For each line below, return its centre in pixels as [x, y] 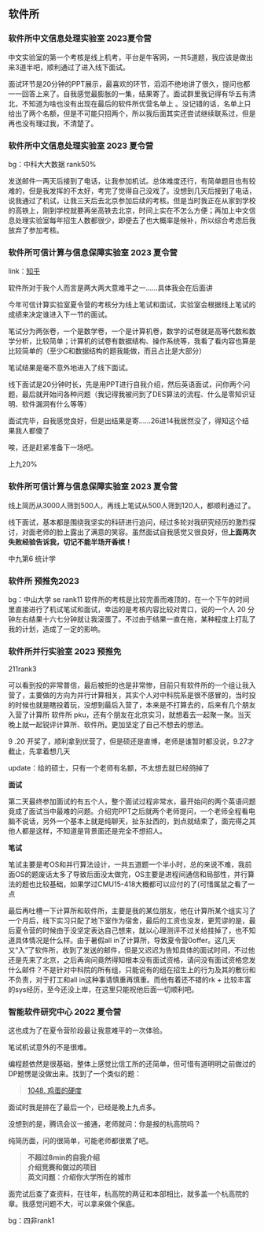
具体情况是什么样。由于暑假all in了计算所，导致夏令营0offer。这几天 [125, 941]
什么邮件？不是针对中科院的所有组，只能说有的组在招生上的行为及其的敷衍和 [132, 970]
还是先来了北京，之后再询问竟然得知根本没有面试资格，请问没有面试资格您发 [132, 960]
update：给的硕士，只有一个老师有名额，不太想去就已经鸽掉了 [109, 768]
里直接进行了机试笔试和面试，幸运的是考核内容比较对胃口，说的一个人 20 [127, 609]
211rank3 [22, 669]
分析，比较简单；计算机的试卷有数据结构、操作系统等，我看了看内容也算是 [135, 341]
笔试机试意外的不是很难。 [49, 1047]
